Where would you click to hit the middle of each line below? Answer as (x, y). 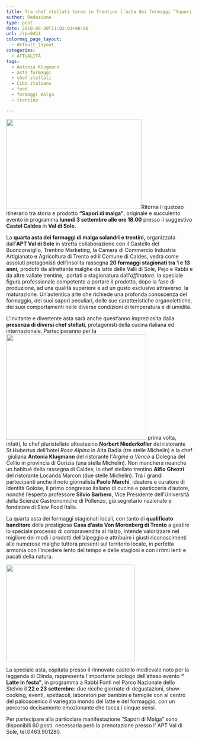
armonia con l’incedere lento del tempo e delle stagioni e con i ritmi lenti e (96, 550)
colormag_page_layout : (34, 39)
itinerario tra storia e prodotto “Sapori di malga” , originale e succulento (93, 213)
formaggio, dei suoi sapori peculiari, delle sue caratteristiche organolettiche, (99, 300)
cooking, (17, 695)
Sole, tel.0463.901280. (34, 731)
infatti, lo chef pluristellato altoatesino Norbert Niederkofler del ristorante (96, 444)
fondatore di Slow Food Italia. (42, 507)
